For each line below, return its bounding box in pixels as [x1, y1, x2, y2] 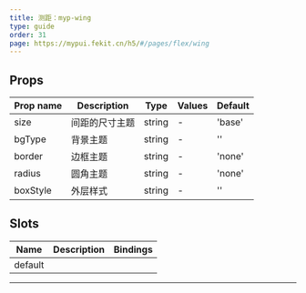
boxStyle [14, 184, 52, 197]
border [14, 150, 44, 163]
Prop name [14, 99, 63, 112]
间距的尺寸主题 [71, 116, 136, 129]
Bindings [113, 243, 153, 256]
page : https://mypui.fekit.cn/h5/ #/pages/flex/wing [9, 38, 209, 48]
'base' [217, 116, 244, 128]
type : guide [9, 22, 55, 31]
